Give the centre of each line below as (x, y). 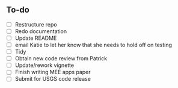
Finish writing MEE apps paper (53, 72)
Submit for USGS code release (53, 79)
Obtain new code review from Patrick (61, 58)
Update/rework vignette (44, 65)
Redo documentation (41, 31)
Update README (36, 38)
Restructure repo (36, 24)
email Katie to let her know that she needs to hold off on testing (94, 45)
